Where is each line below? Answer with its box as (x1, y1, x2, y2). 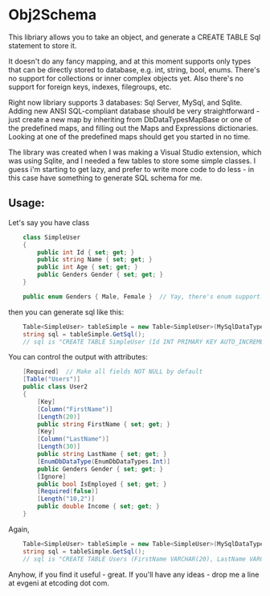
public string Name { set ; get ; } (37, 256, 153, 264)
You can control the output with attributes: (8, 352, 149, 362)
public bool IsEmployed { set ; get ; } (37, 480, 167, 488)
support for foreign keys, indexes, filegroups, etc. (8, 82, 172, 92)
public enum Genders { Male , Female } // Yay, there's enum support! (22, 292, 264, 301)
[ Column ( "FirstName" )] (37, 405, 113, 413)
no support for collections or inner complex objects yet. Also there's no (8, 73, 244, 83)
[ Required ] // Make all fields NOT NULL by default (22, 368, 203, 376)
